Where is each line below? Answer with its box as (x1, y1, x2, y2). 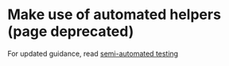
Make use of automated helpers (7, 6, 222, 24)
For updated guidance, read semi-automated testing (7, 49, 179, 58)
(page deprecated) (7, 22, 134, 41)
